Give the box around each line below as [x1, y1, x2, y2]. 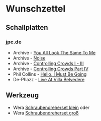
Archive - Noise [13, 55, 46, 61]
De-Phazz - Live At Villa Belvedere [13, 76, 85, 82]
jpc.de [6, 38, 22, 45]
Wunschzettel [6, 3, 66, 15]
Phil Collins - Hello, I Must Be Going [13, 71, 87, 77]
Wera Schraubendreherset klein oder [13, 104, 90, 110]
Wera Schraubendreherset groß [13, 109, 79, 116]
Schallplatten [6, 23, 48, 32]
